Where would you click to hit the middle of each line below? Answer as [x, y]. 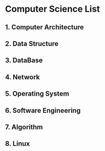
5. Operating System [37, 94]
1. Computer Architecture [45, 27]
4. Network [23, 77]
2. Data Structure [32, 43]
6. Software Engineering [43, 111]
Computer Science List [52, 9]
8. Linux [18, 144]
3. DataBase [24, 61]
